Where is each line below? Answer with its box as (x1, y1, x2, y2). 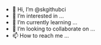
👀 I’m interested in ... (12, 12, 64, 19)
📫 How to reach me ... (12, 32, 69, 39)
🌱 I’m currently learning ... (12, 19, 78, 26)
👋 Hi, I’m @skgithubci (12, 6, 66, 13)
